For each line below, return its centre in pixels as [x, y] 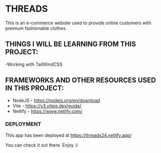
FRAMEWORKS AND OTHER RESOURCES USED [81, 80]
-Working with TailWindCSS [34, 64]
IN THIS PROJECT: [35, 88]
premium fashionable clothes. [36, 28]
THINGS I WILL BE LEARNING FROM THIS [71, 44]
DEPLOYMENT [23, 124]
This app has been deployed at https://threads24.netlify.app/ [68, 135]
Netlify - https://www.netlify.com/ [47, 111]
